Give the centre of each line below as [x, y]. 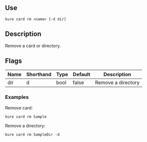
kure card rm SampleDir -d [32, 134]
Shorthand [39, 75]
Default [82, 75]
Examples [17, 97]
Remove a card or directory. [33, 46]
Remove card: [19, 108]
